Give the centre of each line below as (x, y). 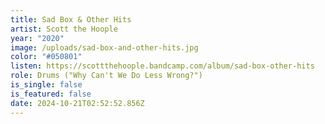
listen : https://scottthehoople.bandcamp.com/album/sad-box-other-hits (162, 66)
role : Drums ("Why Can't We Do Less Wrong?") (106, 76)
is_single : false (46, 85)
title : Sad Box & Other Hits (71, 19)
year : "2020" (37, 38)
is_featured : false (51, 94)
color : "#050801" (46, 57)
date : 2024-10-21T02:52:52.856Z (77, 103)
